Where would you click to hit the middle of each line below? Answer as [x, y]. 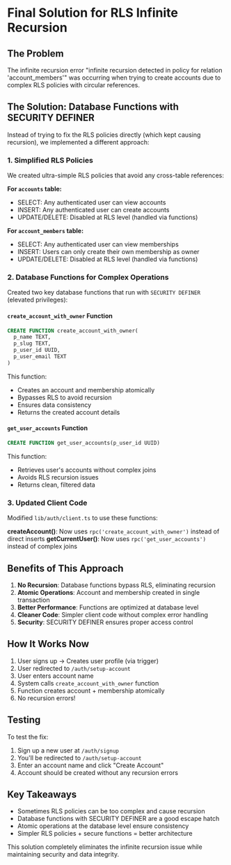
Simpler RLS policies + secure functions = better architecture [105, 834]
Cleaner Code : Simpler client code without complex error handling [113, 615]
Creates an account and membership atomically [86, 390]
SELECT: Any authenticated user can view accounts [91, 202]
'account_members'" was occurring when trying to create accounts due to [114, 77]
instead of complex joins [42, 547]
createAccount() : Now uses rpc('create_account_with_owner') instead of [113, 531]
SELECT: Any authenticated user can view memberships [98, 244]
